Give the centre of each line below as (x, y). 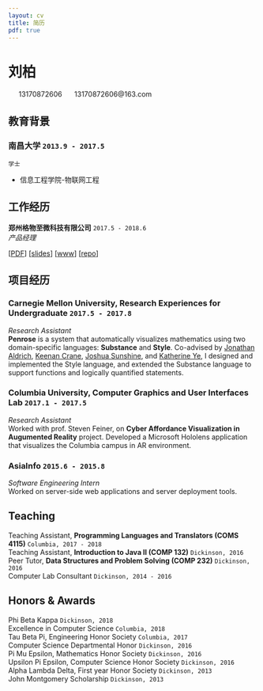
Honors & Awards (52, 601)
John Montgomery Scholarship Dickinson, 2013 (86, 678)
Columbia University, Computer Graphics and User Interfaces (128, 393)
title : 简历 (26, 23)
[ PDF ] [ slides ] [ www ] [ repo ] (53, 253)
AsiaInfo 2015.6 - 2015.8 (56, 465)
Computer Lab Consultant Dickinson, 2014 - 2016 (90, 575)
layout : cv (26, 15)
